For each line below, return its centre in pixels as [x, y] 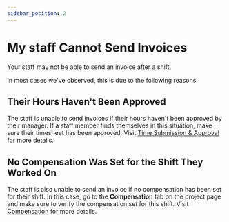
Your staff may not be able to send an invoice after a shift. [89, 67]
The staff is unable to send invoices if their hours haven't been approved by [114, 119]
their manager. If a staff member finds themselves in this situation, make [110, 125]
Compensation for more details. [52, 212]
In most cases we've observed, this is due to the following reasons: [103, 80]
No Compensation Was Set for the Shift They [105, 162]
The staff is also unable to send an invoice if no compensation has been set [114, 190]
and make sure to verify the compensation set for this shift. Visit [98, 204]
